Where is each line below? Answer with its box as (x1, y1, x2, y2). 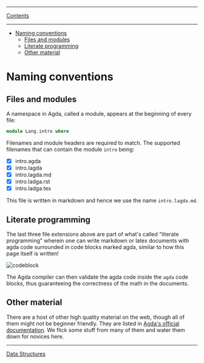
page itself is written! (6, 250, 59, 257)
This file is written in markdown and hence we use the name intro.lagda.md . (6, 197, 198, 204)
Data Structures (6, 350, 46, 358)
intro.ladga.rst (15, 178, 50, 185)
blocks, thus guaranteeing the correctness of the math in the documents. (6, 280, 189, 287)
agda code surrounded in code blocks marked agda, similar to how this (6, 244, 184, 250)
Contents (6, 12, 29, 19)
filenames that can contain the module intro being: (6, 145, 135, 153)
